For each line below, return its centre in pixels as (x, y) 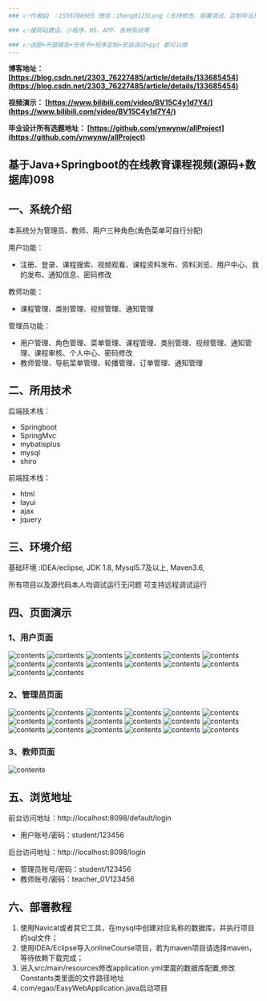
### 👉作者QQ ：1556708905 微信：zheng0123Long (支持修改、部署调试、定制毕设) (133, 16)
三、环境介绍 (40, 547)
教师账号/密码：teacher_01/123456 (77, 879)
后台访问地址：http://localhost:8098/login (77, 852)
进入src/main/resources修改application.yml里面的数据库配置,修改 (127, 968)
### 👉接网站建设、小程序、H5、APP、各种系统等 (79, 30)
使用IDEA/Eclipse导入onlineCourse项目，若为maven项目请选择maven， (138, 948)
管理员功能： (29, 325)
